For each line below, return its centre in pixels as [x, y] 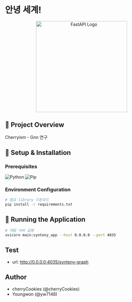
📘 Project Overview [35, 125]
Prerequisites [21, 167]
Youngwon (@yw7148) [34, 294]
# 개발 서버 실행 [19, 231]
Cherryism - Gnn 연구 [26, 137]
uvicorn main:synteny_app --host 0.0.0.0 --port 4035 [61, 235]
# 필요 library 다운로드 [27, 200]
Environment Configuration [38, 190]
